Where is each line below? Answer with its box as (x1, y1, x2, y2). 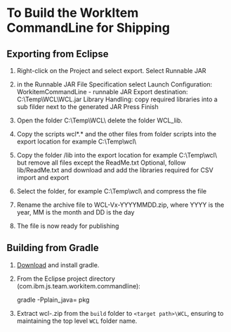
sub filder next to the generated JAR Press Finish (16, 103, 159, 110)
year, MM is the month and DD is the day (16, 208, 135, 216)
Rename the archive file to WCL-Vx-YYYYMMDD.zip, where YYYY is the (16, 200, 225, 209)
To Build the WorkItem (6, 5, 139, 21)
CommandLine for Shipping (6, 20, 170, 36)
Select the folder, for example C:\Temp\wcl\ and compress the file (16, 187, 207, 195)
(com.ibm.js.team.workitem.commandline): (16, 281, 141, 290)
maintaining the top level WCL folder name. (16, 317, 138, 325)
